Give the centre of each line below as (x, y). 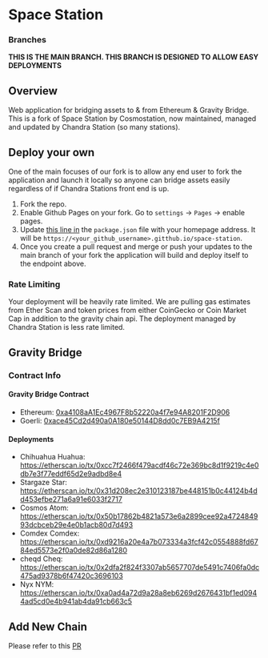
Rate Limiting (34, 284)
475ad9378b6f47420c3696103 (72, 576)
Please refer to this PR (45, 645)
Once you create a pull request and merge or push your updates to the (136, 247)
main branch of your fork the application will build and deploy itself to (134, 255)
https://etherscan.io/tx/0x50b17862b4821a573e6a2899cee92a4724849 (139, 516)
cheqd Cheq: (41, 559)
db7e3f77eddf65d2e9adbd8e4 (71, 474)
